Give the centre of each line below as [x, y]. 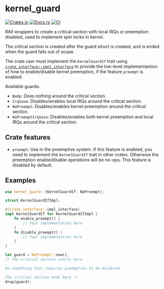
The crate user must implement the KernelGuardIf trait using [66, 61]
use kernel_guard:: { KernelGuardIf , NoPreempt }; [55, 192]
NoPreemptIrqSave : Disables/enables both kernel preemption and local [83, 116]
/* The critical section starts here [44, 260]
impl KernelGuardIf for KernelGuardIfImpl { [51, 214]
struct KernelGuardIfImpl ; [33, 201]
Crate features [28, 137]
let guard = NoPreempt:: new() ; [37, 255]
